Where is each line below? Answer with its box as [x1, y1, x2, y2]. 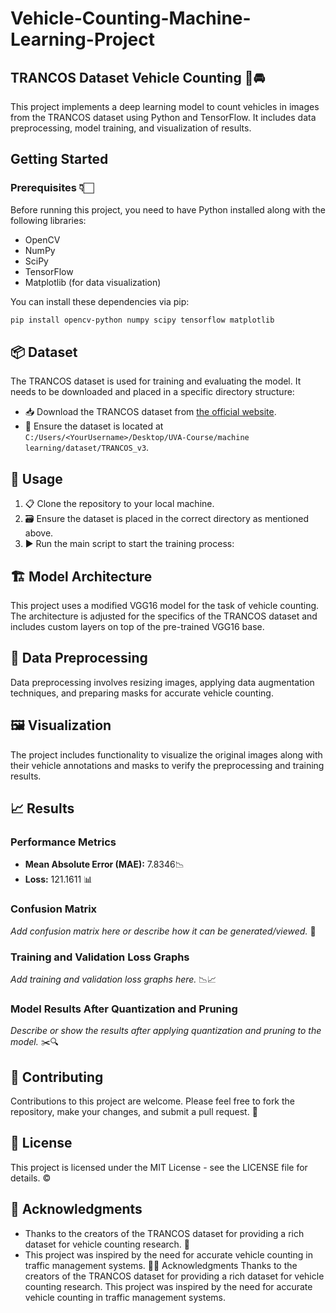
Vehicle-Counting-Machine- [10, 7, 252, 30]
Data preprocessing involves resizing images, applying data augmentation [10, 676, 315, 688]
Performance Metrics [10, 835, 117, 849]
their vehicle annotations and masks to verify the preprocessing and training [10, 759, 325, 771]
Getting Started [10, 151, 109, 168]
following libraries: [10, 214, 87, 226]
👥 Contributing [10, 1068, 104, 1086]
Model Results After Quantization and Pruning [10, 1002, 238, 1016]
